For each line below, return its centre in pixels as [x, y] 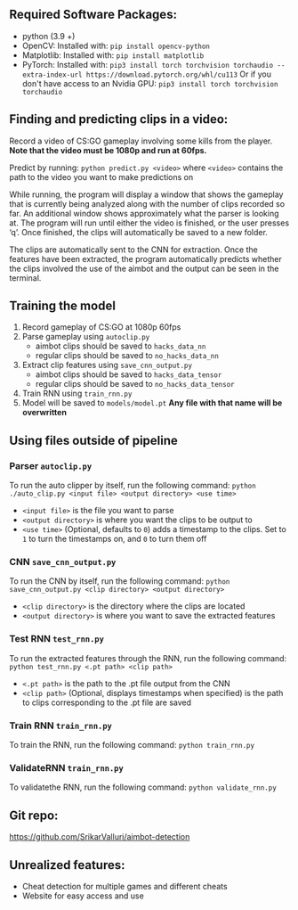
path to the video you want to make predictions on [101, 176]
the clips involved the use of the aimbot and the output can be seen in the [144, 268]
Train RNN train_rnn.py [61, 726]
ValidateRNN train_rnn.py [67, 767]
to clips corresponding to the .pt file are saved [107, 702]
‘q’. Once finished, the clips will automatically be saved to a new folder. [139, 232]
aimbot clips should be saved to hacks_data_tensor [129, 374]
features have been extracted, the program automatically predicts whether [145, 258]
